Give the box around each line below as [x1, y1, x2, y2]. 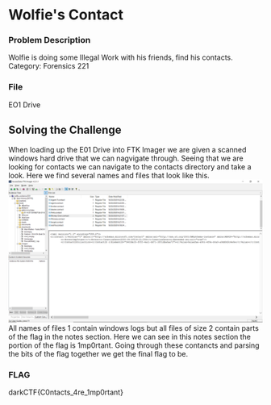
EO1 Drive [8, 99, 41, 110]
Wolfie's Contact [8, 6, 123, 24]
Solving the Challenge [8, 123, 122, 137]
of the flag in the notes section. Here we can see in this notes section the [8, 332, 252, 342]
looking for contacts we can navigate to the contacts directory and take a [8, 161, 252, 171]
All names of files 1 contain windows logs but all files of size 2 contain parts [8, 324, 260, 333]
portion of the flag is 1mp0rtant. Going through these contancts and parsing [8, 340, 260, 350]
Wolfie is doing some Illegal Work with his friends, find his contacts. [8, 52, 233, 62]
